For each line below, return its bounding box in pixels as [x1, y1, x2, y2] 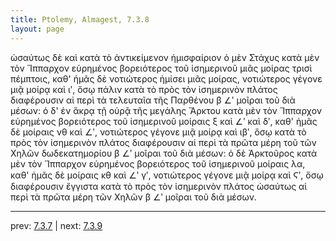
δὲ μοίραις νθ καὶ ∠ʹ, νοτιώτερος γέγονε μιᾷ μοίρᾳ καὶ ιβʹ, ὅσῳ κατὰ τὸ [10, 126, 307, 138]
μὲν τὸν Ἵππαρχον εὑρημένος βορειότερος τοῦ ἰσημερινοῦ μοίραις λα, [10, 157, 306, 170]
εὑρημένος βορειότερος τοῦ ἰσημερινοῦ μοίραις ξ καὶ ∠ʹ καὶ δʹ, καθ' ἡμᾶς [10, 115, 318, 127]
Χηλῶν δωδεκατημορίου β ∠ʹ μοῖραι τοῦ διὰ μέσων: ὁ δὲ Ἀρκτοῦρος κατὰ [10, 147, 318, 159]
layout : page [10, 24, 65, 34]
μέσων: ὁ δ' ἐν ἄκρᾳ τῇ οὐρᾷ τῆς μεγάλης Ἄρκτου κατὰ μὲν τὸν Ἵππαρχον [10, 104, 323, 116]
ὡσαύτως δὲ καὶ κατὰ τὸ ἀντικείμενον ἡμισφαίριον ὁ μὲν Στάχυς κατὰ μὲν [10, 51, 320, 63]
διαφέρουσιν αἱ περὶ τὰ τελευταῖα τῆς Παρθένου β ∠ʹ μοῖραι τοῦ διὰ [10, 94, 296, 106]
